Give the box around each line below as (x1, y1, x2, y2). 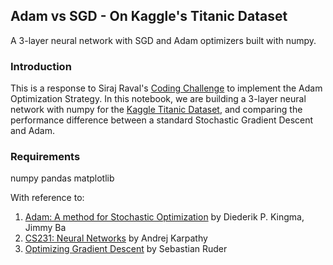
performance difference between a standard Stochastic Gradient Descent (10, 114, 314, 126)
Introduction (10, 59, 72, 73)
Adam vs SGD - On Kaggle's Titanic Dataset (10, 8, 288, 25)
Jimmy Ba (24, 222, 67, 234)
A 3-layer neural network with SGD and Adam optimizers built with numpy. (10, 34, 317, 46)
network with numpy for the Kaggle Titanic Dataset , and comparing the (10, 104, 303, 116)
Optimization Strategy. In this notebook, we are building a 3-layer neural (10, 93, 307, 105)
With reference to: (10, 192, 85, 204)
